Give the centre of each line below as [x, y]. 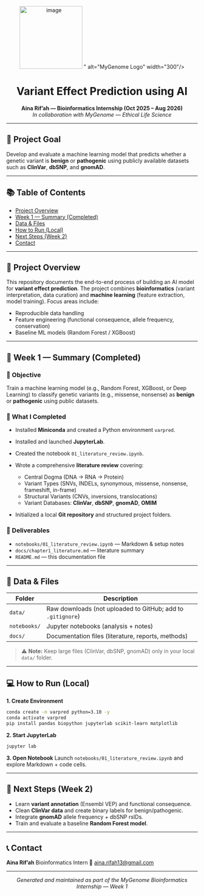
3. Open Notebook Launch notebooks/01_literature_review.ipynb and [95, 758]
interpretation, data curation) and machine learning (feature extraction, [96, 295]
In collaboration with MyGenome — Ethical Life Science [102, 114]
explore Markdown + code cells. [46, 764]
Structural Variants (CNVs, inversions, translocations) [91, 496]
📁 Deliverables [28, 530]
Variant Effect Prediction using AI [102, 92]
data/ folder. [37, 658]
